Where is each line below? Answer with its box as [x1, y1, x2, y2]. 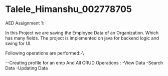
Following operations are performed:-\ [5, 50, 84, 56]
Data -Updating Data [5, 65, 48, 71]
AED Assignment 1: [5, 20, 44, 26]
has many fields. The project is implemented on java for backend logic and [5, 35, 159, 41]
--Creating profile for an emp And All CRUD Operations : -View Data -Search [5, 59, 163, 65]
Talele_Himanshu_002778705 [5, 3, 132, 15]
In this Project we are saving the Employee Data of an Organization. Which [5, 29, 159, 35]
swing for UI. [5, 40, 32, 46]
